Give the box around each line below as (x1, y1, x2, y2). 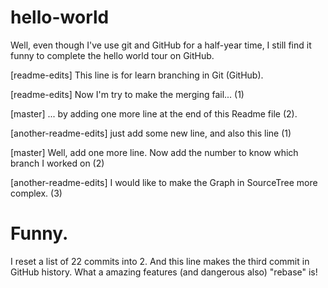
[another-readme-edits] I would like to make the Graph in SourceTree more (10, 176, 318, 188)
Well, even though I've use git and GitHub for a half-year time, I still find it (10, 39, 312, 51)
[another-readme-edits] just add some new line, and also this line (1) (10, 127, 292, 139)
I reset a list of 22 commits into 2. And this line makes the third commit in (10, 255, 310, 267)
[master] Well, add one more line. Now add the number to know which (10, 146, 299, 158)
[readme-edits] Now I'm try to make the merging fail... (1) (10, 88, 245, 100)
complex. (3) (10, 187, 63, 199)
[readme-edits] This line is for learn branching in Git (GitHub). (10, 69, 264, 81)
